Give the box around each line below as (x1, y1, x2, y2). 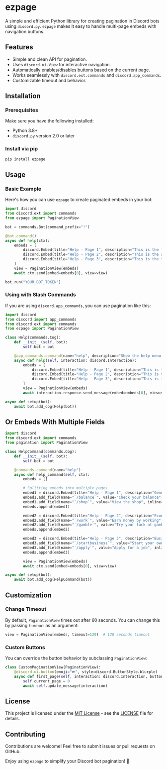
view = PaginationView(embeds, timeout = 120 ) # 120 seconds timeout (5, 632, 150, 637)
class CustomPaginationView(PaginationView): (5, 665, 101, 670)
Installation (5, 92, 41, 101)
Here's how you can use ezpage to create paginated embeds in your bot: (5, 197, 153, 203)
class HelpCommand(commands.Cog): (5, 449, 77, 454)
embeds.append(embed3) (23, 549, 70, 555)
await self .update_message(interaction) (23, 683, 108, 688)
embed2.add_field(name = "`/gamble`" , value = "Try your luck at (23, 522, 153, 528)
